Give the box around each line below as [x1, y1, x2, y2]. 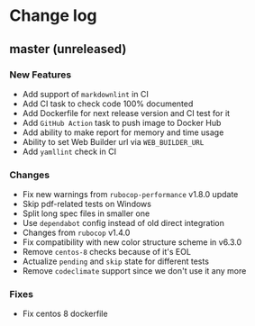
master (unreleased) [9, 41, 127, 57]
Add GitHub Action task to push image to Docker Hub [22, 117, 222, 128]
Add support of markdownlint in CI [22, 88, 149, 99]
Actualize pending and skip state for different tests [22, 256, 210, 267]
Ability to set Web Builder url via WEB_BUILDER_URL [22, 136, 205, 147]
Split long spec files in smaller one [22, 208, 150, 219]
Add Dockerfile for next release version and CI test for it [22, 107, 231, 118]
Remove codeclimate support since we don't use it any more [22, 266, 247, 276]
